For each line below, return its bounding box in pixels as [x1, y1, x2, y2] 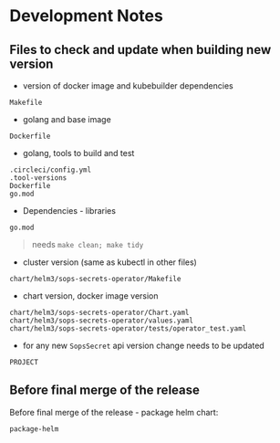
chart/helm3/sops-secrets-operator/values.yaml [9, 316, 194, 325]
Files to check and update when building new [9, 42, 272, 58]
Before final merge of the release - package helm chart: [9, 406, 219, 417]
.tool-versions [9, 174, 67, 183]
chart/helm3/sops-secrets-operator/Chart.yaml [9, 308, 190, 317]
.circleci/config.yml [9, 165, 92, 174]
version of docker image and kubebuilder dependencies [22, 80, 234, 91]
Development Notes [9, 5, 164, 26]
